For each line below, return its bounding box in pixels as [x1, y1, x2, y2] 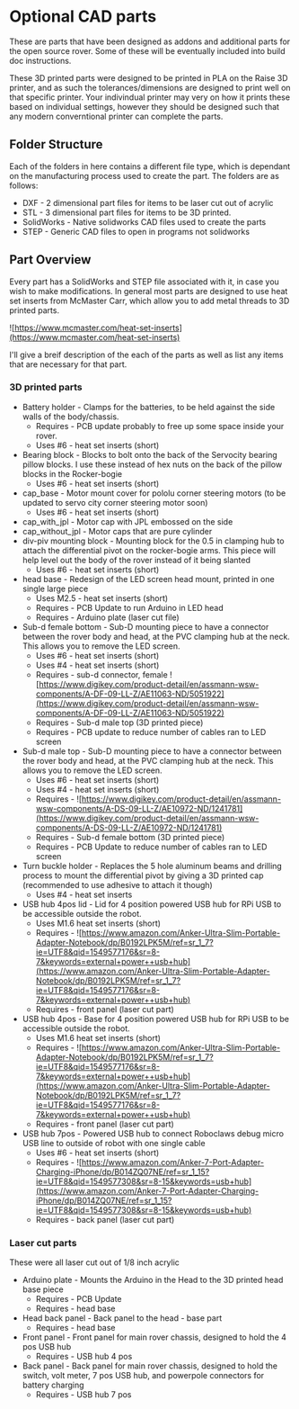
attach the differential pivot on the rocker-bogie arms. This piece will [22, 544, 277, 555]
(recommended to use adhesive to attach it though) [22, 879, 213, 890]
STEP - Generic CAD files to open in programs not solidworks [22, 226, 250, 237]
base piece [22, 1284, 65, 1295]
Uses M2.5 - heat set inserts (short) [35, 592, 169, 604]
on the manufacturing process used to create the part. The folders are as [9, 170, 280, 181]
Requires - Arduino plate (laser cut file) [35, 612, 180, 623]
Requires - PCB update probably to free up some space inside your [35, 420, 285, 431]
